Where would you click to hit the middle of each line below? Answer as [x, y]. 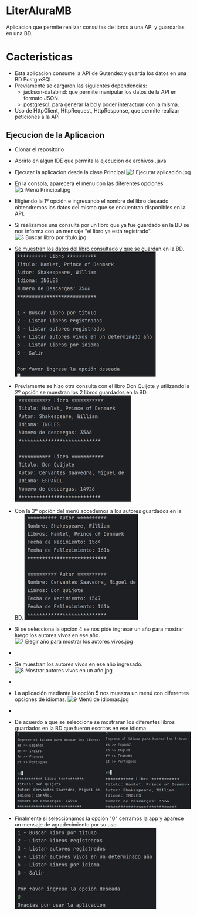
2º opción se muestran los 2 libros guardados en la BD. [81, 392]
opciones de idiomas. [40, 699]
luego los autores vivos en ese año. [57, 635]
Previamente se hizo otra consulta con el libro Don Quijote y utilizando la [102, 386]
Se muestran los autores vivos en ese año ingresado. [79, 664]
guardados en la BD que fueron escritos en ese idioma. [81, 728]
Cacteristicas [40, 57]
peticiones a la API [37, 117]
